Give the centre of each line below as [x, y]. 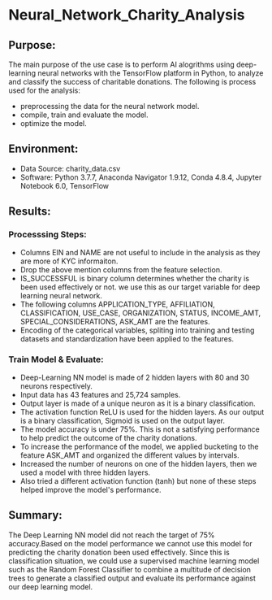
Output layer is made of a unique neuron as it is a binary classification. [138, 403]
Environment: [43, 149]
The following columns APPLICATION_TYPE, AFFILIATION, [117, 304]
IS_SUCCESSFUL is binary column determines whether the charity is [135, 278]
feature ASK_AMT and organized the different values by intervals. [130, 455]
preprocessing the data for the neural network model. [110, 106]
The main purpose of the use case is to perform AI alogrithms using [121, 64]
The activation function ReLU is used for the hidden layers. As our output [142, 411]
